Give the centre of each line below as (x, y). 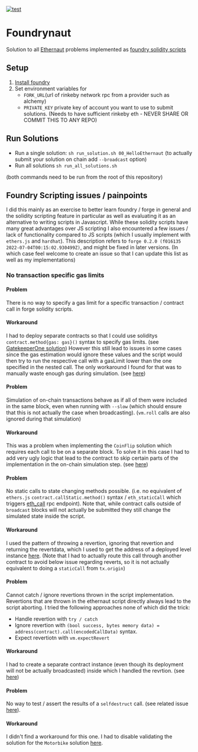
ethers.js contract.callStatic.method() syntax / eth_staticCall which (94, 498)
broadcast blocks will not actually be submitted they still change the (88, 510)
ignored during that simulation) (44, 419)
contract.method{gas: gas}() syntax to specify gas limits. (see (82, 342)
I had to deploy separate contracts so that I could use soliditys (82, 335)
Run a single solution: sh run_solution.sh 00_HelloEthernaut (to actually (103, 153)
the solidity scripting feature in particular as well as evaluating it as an (91, 216)
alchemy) (35, 101)
